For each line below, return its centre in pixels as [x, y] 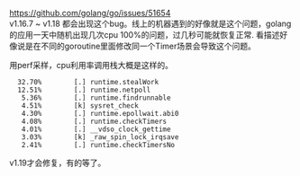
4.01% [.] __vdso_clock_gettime [96, 129]
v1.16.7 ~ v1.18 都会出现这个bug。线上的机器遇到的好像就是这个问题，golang [150, 23]
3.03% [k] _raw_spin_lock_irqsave [100, 137]
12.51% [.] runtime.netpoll [84, 90]
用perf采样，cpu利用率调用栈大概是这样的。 [91, 65]
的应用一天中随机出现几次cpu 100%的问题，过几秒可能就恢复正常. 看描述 [145, 35]
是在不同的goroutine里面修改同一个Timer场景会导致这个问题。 [141, 46]
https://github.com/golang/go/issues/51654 [90, 13]
